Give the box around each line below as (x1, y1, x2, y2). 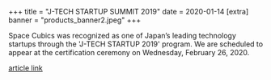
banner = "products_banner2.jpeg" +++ (8, 15, 142, 25)
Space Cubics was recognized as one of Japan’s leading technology (8, 31, 237, 40)
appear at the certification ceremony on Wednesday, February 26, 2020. (8, 48, 250, 57)
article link (8, 63, 43, 73)
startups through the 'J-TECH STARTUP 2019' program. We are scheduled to (8, 39, 264, 49)
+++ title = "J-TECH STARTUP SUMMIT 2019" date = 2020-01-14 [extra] (8, 7, 249, 16)
